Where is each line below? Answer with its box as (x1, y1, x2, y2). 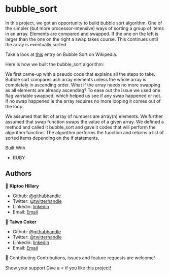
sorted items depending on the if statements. (5, 135, 99, 141)
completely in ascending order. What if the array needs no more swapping (5, 82, 161, 88)
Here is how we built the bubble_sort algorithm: (5, 61, 104, 67)
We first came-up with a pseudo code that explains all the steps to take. (5, 71, 156, 77)
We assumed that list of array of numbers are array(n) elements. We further (5, 113, 163, 119)
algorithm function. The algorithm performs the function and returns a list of (5, 129, 164, 135)
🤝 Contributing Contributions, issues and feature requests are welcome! (5, 255, 155, 261)
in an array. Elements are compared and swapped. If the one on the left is (5, 30, 159, 37)
